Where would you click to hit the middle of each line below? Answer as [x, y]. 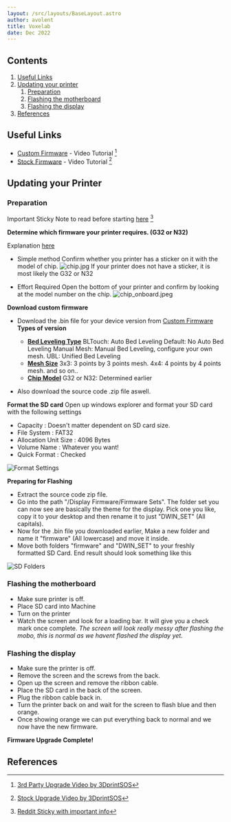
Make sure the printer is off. [56, 669]
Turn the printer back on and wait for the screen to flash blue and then [117, 705]
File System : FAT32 [45, 432]
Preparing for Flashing [40, 481]
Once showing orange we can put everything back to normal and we [114, 720]
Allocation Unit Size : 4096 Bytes [64, 440]
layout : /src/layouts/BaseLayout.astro [64, 13]
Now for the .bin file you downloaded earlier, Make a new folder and [113, 531]
